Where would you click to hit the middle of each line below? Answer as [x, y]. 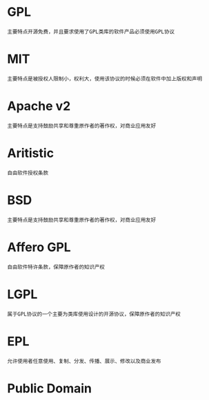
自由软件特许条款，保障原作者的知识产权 [56, 267]
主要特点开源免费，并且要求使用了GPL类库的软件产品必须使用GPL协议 [91, 32]
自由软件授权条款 [28, 173]
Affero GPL [39, 247]
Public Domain [49, 388]
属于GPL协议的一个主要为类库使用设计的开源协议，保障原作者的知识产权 [94, 314]
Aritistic [30, 153]
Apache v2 [39, 106]
